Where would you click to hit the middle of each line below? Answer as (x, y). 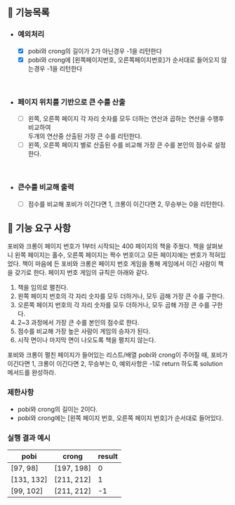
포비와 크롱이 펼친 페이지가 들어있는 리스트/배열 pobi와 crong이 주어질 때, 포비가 (117, 355)
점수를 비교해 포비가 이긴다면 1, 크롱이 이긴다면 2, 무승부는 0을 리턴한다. (126, 204)
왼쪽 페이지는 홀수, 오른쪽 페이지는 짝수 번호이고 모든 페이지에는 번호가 (111, 255)
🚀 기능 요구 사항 (39, 228)
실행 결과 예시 (29, 438)
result (108, 456)
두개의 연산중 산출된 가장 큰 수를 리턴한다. (85, 136)
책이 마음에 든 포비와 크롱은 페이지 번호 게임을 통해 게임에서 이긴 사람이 (119, 264)
